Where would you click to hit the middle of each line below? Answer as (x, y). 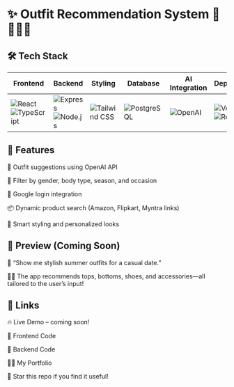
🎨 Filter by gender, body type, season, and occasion (82, 180)
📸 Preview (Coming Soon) (64, 246)
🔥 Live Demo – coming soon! (48, 322)
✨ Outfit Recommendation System (108, 14)
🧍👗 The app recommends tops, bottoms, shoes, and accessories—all (106, 276)
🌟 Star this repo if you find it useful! (58, 377)
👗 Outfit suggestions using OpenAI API (63, 167)
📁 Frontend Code (32, 336)
